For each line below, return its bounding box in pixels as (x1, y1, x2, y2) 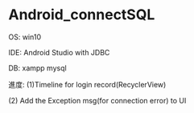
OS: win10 (8, 32, 42, 42)
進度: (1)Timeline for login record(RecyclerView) (8, 79, 167, 89)
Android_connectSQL (8, 6, 155, 24)
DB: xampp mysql (8, 63, 67, 73)
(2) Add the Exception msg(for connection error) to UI (8, 95, 187, 105)
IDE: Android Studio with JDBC (8, 47, 110, 57)
